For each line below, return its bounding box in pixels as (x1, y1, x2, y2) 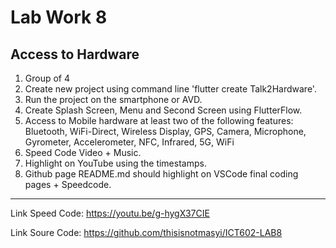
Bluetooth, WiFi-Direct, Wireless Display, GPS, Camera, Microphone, (24, 126, 307, 137)
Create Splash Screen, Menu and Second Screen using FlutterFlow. (24, 104, 303, 116)
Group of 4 (24, 72, 71, 84)
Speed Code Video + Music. (24, 147, 142, 158)
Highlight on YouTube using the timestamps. (24, 157, 207, 169)
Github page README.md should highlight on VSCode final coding (24, 168, 299, 180)
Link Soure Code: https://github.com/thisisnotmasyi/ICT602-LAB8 (10, 227, 283, 238)
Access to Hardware (10, 46, 140, 63)
